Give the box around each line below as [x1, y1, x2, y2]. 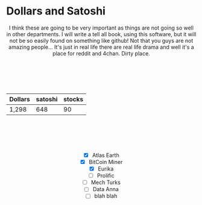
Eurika [98, 165, 114, 172]
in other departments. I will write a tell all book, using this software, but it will [6, 30, 197, 37]
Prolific [97, 172, 115, 179]
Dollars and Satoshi [6, 4, 106, 18]
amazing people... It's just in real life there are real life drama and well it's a [8, 43, 194, 51]
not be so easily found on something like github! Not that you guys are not [9, 37, 194, 44]
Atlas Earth [92, 151, 119, 159]
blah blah [94, 192, 118, 200]
